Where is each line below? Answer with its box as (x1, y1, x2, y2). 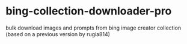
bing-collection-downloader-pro (5, 4, 172, 18)
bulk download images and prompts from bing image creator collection (5, 24, 182, 31)
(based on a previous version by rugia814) (5, 30, 111, 37)
